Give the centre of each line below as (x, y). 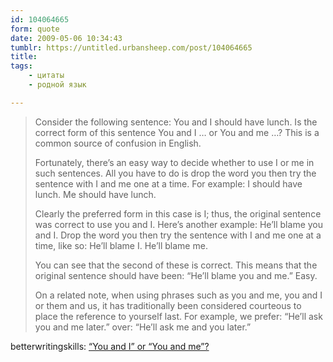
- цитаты (46, 76)
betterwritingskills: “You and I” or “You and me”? (110, 346)
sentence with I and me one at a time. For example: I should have (168, 183)
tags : (21, 66)
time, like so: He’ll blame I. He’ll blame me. (121, 245)
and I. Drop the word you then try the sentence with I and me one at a (178, 235)
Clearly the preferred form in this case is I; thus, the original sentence (178, 213)
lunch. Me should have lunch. (95, 194)
